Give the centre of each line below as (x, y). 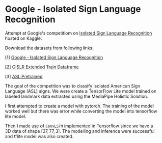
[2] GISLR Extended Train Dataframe (42, 67)
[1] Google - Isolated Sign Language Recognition (54, 57)
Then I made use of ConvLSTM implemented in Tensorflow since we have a (79, 126)
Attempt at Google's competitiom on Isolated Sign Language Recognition (79, 33)
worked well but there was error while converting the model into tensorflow (81, 111)
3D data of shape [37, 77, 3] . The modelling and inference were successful (80, 131)
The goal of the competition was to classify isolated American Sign (73, 86)
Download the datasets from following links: (50, 48)
